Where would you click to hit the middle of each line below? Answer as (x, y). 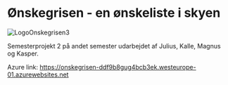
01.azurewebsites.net (38, 74)
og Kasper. (23, 53)
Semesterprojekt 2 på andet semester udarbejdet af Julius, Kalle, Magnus (114, 46)
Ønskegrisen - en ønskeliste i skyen (114, 13)
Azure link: (23, 67)
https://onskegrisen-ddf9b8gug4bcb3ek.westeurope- (118, 67)
